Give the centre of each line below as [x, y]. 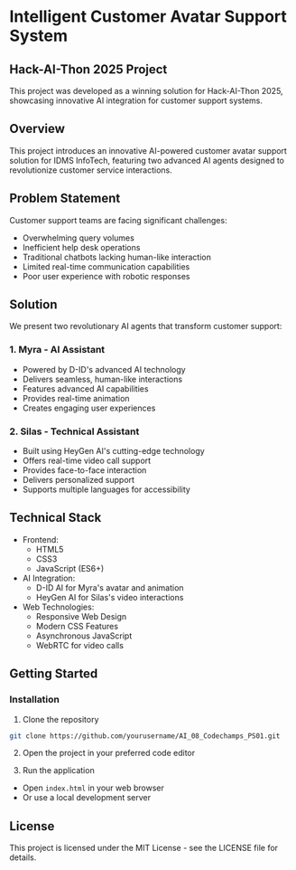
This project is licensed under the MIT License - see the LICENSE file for [143, 848]
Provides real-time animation [76, 398]
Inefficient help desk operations [81, 247]
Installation [35, 700]
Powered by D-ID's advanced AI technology [104, 369]
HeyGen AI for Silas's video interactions [110, 597]
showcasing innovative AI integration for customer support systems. [136, 100]
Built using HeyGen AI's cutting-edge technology [113, 451]
